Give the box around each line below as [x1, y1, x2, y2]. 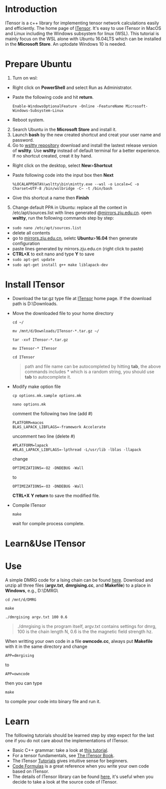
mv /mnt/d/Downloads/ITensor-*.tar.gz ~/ [12, 328, 99, 333]
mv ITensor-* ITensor [12, 346, 57, 351]
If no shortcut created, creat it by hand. [12, 153, 93, 158]
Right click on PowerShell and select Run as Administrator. [12, 84, 133, 90]
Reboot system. [12, 117, 45, 123]
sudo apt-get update [12, 257, 55, 262]
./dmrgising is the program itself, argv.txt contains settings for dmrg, [17, 623, 157, 629]
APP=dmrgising [5, 653, 35, 658]
